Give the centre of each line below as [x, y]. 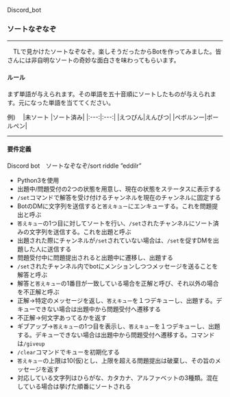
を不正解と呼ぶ [38, 292]
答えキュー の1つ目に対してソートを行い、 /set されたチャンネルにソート [115, 223]
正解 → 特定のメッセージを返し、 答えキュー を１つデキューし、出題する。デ [119, 300]
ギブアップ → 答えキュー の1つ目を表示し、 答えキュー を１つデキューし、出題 [118, 326]
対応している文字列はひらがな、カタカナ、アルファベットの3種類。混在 [118, 378]
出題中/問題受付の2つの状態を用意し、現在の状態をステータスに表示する [119, 189]
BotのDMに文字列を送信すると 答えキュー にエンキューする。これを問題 [114, 206]
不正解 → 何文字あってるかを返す [62, 317]
